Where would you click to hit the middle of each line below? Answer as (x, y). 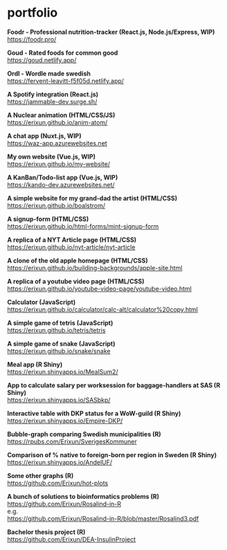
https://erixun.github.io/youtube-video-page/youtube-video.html (99, 288)
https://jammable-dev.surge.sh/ (52, 101)
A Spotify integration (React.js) (53, 94)
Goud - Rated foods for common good (63, 53)
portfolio (33, 13)
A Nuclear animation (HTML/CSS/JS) (61, 115)
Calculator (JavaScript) (42, 302)
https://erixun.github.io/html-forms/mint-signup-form (83, 226)
